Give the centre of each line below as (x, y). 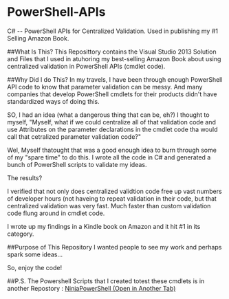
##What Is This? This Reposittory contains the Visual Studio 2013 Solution (112, 52)
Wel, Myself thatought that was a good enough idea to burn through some (112, 150)
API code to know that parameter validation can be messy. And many (105, 87)
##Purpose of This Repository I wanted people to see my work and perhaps (115, 247)
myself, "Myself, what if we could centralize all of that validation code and (112, 122)
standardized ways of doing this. (53, 101)
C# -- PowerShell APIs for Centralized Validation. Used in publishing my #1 (113, 31)
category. (21, 234)
